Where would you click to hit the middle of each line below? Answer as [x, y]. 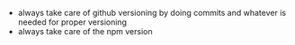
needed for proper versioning [72, 22]
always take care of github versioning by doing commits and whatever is [152, 13]
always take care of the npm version [85, 31]
